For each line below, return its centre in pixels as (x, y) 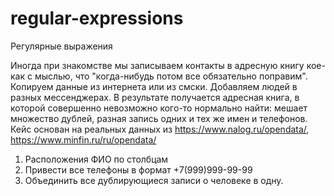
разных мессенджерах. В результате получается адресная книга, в (155, 97)
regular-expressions (97, 18)
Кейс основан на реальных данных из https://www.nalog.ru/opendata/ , (160, 129)
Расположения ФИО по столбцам (96, 159)
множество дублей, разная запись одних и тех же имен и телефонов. (159, 118)
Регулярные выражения (61, 46)
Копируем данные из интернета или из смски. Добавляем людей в (154, 86)
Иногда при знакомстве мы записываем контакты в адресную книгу (157, 65)
